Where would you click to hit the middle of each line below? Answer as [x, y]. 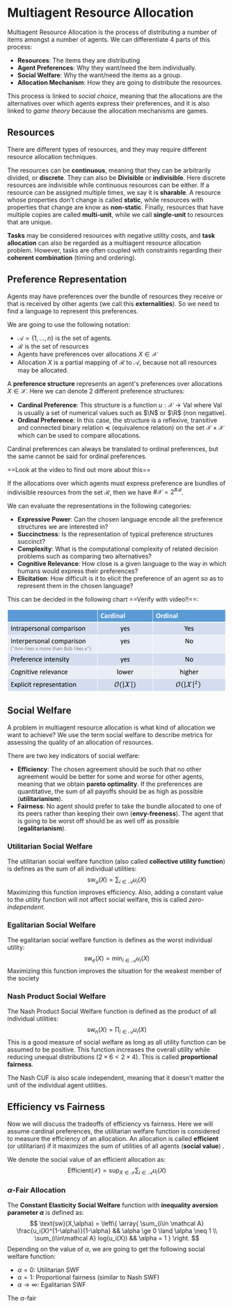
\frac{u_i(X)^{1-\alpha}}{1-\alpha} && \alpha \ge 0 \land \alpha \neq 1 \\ [117, 1230]
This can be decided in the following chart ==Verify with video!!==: [103, 599]
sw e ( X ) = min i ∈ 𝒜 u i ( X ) [117, 959]
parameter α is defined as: [46, 1212]
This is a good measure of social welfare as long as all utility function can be [116, 1042]
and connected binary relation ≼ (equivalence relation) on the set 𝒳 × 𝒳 [120, 427]
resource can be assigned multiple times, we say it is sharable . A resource [114, 192]
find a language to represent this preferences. [73, 311]
